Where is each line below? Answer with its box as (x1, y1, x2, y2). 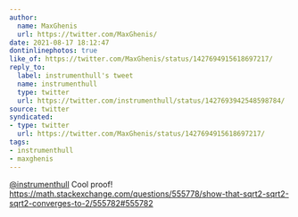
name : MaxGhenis (17, 21, 78, 30)
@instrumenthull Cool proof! (9, 179, 113, 189)
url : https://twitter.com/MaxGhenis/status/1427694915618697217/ (17, 129, 266, 138)
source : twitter (9, 104, 70, 113)
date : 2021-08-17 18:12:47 (9, 38, 110, 47)
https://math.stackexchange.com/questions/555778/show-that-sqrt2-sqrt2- (9, 188, 290, 199)
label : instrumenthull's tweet (17, 71, 134, 80)
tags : (9, 138, 29, 146)
